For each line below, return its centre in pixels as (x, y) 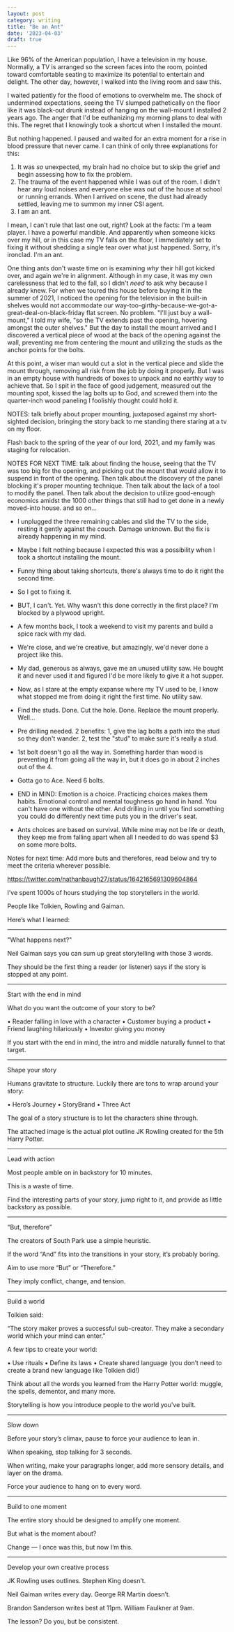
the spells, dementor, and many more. (62, 1392)
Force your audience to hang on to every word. (75, 1487)
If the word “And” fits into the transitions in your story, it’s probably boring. (114, 1254)
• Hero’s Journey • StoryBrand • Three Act (69, 1105)
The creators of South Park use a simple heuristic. (79, 1241)
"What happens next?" (40, 940)
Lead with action (31, 1159)
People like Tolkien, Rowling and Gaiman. (66, 906)
